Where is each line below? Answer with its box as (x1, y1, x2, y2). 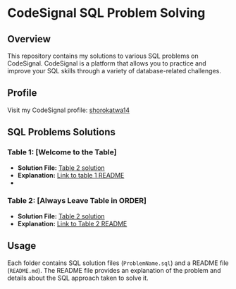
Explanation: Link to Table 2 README (17, 219, 128, 228)
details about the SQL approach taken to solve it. (7, 273, 149, 282)
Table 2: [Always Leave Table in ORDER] (7, 196, 147, 206)
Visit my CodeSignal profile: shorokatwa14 (7, 106, 130, 114)
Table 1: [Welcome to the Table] (7, 147, 117, 157)
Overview (7, 33, 51, 45)
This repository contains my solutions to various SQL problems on (7, 51, 199, 60)
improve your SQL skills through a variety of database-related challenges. (7, 67, 222, 75)
